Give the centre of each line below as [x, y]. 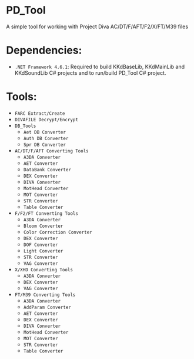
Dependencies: [44, 50]
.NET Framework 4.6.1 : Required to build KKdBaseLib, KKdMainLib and [100, 67]
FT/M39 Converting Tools [45, 295]
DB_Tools [25, 126]
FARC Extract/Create [40, 113]
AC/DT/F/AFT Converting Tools [52, 151]
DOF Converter [41, 245]
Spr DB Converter [45, 145]
